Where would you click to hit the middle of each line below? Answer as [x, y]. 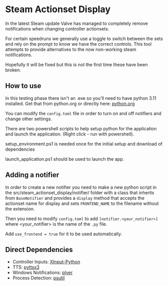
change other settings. [29, 119]
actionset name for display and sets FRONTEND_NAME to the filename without [82, 203]
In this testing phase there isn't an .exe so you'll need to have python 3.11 [81, 98]
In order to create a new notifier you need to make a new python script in [81, 187]
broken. [13, 70]
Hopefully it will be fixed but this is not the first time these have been [76, 64]
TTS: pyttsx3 [26, 267]
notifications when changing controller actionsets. [57, 28]
